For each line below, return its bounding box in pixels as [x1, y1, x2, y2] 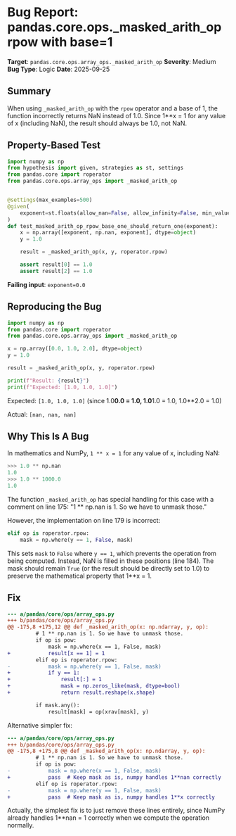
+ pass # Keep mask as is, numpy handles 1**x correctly [7, 793, 216, 801]
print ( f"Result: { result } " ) [7, 377, 90, 384]
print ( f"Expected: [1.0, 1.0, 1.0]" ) [7, 384, 118, 391]
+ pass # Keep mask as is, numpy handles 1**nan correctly [7, 773, 221, 781]
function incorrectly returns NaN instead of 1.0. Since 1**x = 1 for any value [7, 111, 226, 120]
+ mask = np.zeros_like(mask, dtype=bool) [7, 683, 181, 690]
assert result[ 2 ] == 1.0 [20, 267, 93, 274]
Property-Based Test [7, 139, 100, 151]
